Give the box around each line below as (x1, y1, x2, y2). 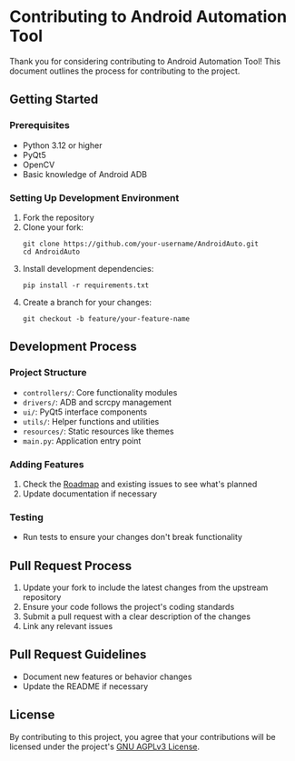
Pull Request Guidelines (9, 647, 147, 663)
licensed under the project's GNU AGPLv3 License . (9, 741, 201, 752)
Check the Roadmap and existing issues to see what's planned (22, 478, 258, 489)
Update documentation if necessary (22, 488, 157, 499)
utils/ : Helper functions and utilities (22, 416, 160, 426)
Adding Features (9, 457, 84, 470)
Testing (9, 511, 44, 524)
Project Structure (9, 366, 87, 379)
